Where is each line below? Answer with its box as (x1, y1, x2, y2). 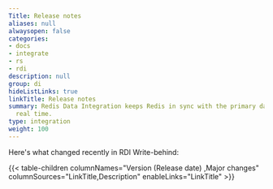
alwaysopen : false (8, 27, 71, 35)
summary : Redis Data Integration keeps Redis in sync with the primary (8, 102, 256, 110)
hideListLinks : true (8, 87, 79, 96)
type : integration (8, 118, 71, 126)
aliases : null (8, 19, 57, 28)
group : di (8, 79, 42, 88)
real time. (15, 110, 53, 118)
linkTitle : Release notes (8, 95, 96, 103)
